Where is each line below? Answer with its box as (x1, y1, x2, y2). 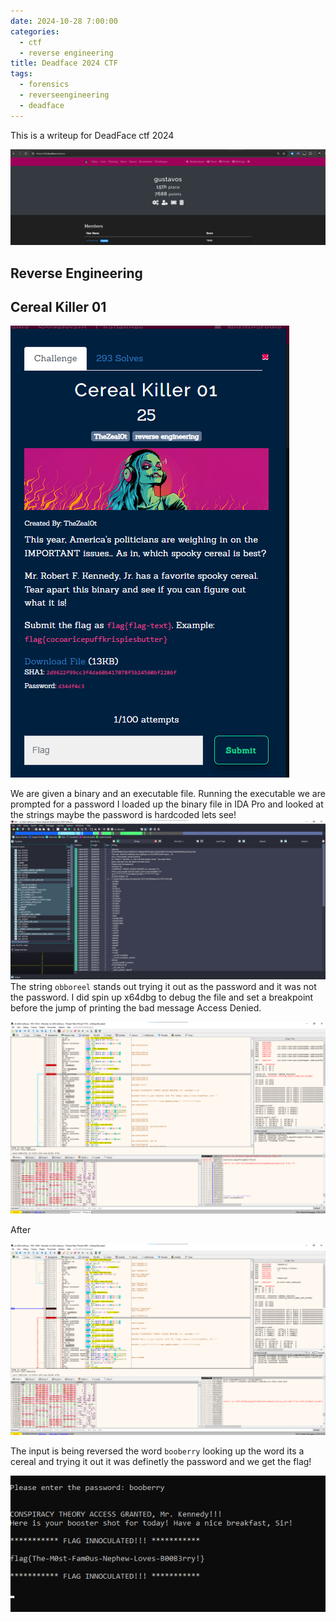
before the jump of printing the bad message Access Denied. (10, 1002, 262, 1014)
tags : (10, 69, 33, 79)
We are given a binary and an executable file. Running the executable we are (10, 788, 326, 800)
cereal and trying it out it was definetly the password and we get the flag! (10, 1456, 312, 1468)
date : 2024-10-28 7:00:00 (10, 16, 118, 26)
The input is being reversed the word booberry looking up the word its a (10, 1445, 305, 1457)
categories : (10, 26, 60, 37)
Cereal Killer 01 (10, 298, 107, 315)
